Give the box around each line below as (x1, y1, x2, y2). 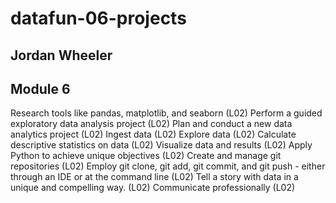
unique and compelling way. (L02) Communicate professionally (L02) (10, 182, 296, 194)
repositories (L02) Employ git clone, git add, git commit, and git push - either (10, 160, 326, 172)
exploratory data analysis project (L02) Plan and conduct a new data (10, 118, 293, 130)
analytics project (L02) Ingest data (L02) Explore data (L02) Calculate (10, 128, 297, 141)
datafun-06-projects (10, 7, 187, 30)
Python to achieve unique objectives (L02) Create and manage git (10, 150, 282, 162)
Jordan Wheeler (10, 47, 113, 64)
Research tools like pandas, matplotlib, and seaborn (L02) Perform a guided (10, 107, 323, 119)
